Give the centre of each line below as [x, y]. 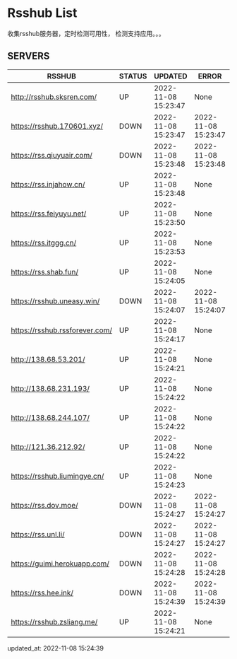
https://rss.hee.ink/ [42, 593]
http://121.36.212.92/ [48, 447]
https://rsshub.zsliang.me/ [54, 622]
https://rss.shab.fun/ [45, 272]
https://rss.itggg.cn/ [44, 243]
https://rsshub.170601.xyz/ [57, 126]
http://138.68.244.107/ [50, 417]
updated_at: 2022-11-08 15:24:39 [56, 648]
